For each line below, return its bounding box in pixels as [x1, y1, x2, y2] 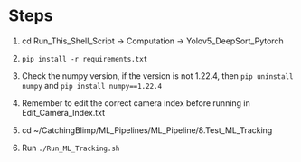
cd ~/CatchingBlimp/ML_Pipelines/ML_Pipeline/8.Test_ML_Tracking [21, 124, 273, 136]
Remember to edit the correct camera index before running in [21, 97, 250, 109]
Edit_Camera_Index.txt [21, 107, 106, 118]
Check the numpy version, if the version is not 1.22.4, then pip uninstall [21, 70, 294, 81]
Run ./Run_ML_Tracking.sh [21, 142, 120, 153]
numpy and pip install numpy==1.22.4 [21, 80, 163, 91]
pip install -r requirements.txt [21, 54, 148, 63]
